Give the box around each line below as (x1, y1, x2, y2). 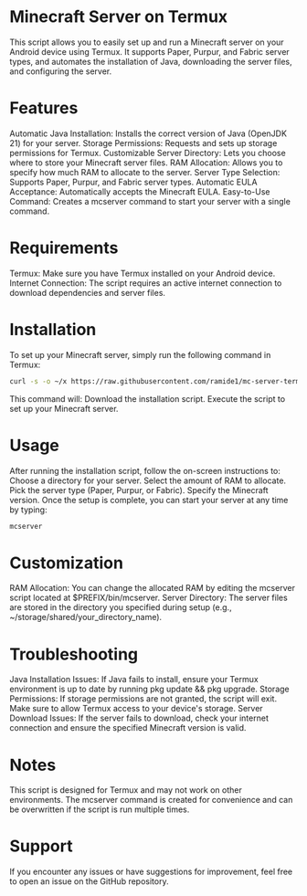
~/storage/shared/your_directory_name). (9, 612, 163, 623)
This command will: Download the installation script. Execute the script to (9, 393, 286, 404)
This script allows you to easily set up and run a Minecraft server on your (9, 37, 285, 47)
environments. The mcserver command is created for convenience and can (9, 795, 293, 806)
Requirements (9, 237, 119, 258)
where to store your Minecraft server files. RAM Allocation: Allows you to (9, 157, 283, 168)
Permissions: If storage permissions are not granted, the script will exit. (9, 693, 277, 704)
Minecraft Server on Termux (9, 6, 228, 27)
